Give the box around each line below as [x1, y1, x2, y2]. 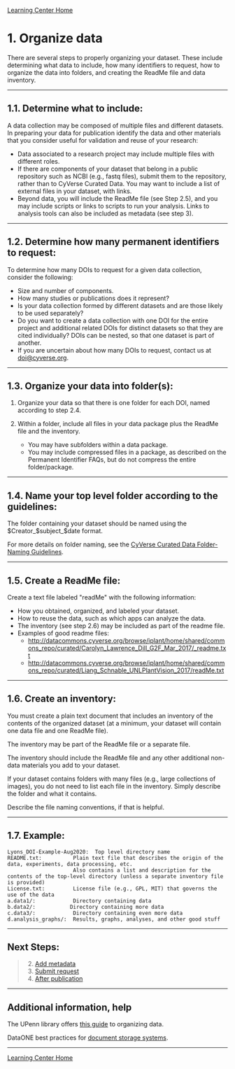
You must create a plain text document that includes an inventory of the [7, 712, 213, 720]
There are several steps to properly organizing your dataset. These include [7, 53, 223, 62]
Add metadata [34, 960, 76, 968]
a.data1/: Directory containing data [7, 897, 152, 905]
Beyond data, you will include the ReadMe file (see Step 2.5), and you [17, 194, 218, 202]
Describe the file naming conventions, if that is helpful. [7, 802, 164, 811]
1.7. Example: [7, 830, 65, 842]
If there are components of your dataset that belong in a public [17, 164, 199, 173]
